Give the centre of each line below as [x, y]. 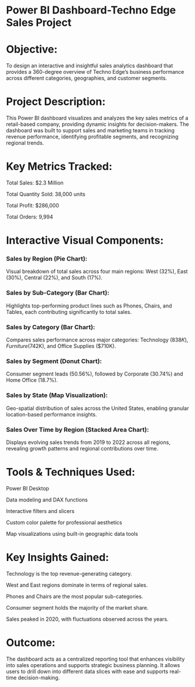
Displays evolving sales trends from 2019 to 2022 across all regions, [88, 442]
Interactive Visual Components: [85, 240]
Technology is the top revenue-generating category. [69, 573]
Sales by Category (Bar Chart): [51, 327]
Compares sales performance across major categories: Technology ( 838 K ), [97, 340]
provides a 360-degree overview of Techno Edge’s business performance [95, 72]
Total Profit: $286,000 [33, 205]
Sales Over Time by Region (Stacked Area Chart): [78, 429]
